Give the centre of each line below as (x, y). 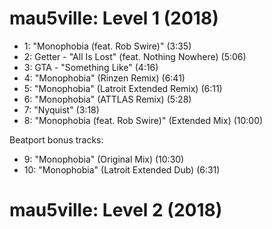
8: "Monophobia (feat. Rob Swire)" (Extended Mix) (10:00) (143, 120)
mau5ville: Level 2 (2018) (116, 210)
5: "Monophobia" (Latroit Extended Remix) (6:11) (123, 88)
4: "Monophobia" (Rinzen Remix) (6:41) (104, 78)
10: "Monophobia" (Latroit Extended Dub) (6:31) (122, 169)
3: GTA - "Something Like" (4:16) (91, 67)
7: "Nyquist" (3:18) (61, 109)
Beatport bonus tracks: (56, 139)
